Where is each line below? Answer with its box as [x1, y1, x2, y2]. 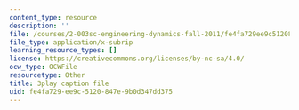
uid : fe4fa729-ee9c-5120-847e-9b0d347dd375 [9, 87, 174, 96]
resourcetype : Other [9, 71, 86, 80]
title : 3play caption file [9, 79, 109, 88]
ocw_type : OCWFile [9, 63, 77, 72]
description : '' [9, 21, 69, 30]
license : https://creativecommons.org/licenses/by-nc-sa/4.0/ [9, 54, 245, 63]
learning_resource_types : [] [9, 46, 117, 55]
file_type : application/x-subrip [9, 37, 133, 47]
